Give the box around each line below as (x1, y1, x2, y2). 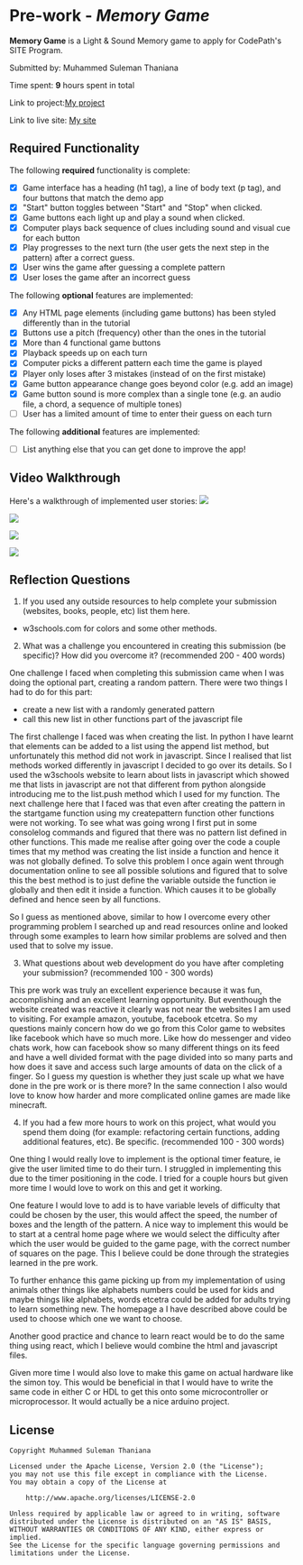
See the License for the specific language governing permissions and (9, 1541, 280, 1551)
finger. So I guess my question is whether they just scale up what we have (9, 1071, 285, 1082)
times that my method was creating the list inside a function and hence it (9, 847, 280, 857)
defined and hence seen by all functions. (9, 894, 161, 905)
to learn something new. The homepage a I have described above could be (9, 1304, 288, 1314)
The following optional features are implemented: (9, 290, 194, 301)
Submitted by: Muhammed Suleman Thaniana (9, 62, 179, 73)
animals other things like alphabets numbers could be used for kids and (9, 1285, 275, 1295)
